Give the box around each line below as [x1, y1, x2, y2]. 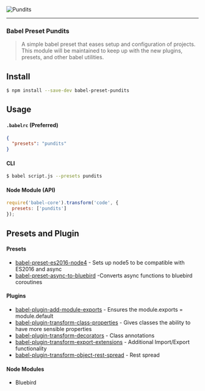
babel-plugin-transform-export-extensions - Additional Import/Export [15, 338, 190, 345]
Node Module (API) [6, 186, 56, 194]
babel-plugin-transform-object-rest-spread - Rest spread [15, 351, 160, 359]
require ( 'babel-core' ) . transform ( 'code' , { [6, 200, 119, 206]
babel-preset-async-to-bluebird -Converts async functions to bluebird [15, 272, 193, 279]
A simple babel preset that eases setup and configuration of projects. [21, 40, 196, 48]
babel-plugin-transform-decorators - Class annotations [15, 332, 155, 339]
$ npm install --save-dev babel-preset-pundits [6, 87, 130, 94]
